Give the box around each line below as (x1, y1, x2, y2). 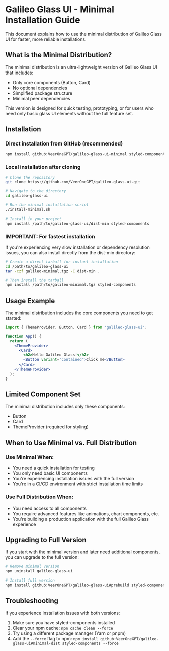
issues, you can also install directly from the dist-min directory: (5, 249, 136, 255)
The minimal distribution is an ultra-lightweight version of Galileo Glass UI (5, 64, 157, 70)
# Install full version (5, 578, 55, 583)
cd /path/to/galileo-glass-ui (5, 264, 69, 269)
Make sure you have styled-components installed (12, 619, 115, 625)
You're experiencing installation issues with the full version (12, 476, 134, 482)
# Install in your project (5, 216, 62, 221)
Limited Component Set (5, 390, 81, 399)
